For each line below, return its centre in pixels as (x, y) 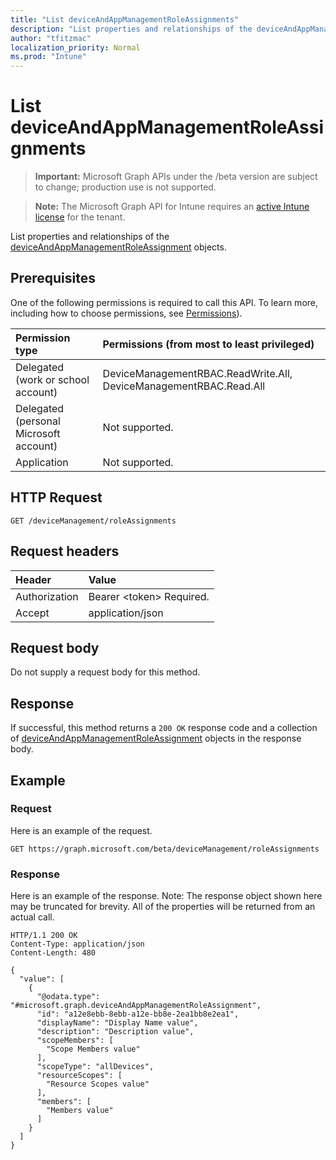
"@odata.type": (68, 997)
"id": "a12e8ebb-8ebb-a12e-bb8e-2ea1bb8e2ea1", (138, 1014)
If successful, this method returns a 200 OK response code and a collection (164, 728)
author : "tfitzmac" (51, 38)
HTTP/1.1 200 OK (44, 936)
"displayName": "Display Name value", (117, 1023)
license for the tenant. (80, 217)
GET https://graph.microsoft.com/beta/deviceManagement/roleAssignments (165, 849)
